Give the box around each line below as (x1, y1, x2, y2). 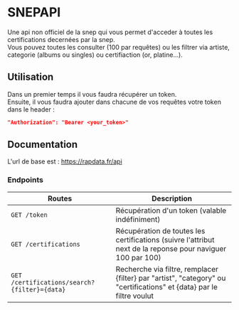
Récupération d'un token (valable (115, 205, 227, 215)
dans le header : (7, 105, 55, 114)
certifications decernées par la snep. (7, 35, 115, 43)
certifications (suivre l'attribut (115, 235, 215, 245)
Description (152, 193, 192, 203)
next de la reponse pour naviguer (115, 243, 227, 253)
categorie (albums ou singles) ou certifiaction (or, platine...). (7, 50, 183, 59)
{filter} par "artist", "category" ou (115, 273, 226, 283)
